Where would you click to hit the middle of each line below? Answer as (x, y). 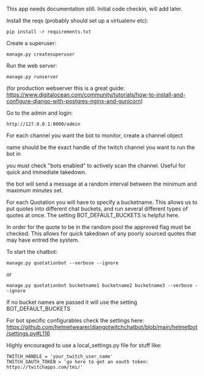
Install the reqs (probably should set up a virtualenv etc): (77, 20)
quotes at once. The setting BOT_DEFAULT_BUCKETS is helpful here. (93, 215)
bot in (14, 154)
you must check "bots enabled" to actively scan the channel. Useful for (96, 165)
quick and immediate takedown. (46, 172)
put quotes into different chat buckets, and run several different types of (97, 209)
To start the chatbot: (32, 252)
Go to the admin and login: (40, 113)
